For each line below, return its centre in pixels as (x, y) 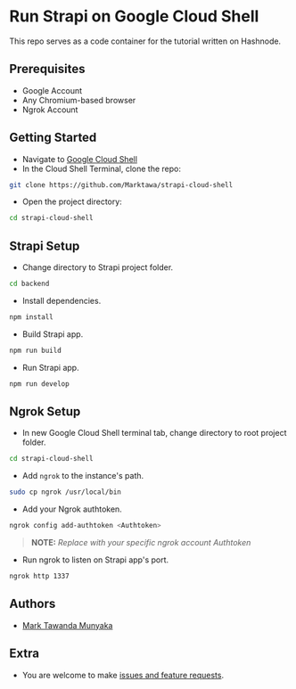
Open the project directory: (72, 201)
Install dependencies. (62, 301)
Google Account (52, 90)
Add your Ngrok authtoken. (72, 509)
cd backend (29, 284)
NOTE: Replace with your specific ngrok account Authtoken (141, 543)
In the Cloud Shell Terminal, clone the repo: (101, 168)
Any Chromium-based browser (79, 100)
